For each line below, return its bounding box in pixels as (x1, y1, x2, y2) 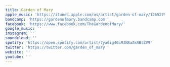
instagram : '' (5, 31, 35, 36)
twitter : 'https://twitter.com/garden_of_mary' (5, 45, 108, 50)
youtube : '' (5, 54, 30, 59)
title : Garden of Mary (5, 7, 53, 13)
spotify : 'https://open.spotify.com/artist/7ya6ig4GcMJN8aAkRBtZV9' (5, 40, 153, 45)
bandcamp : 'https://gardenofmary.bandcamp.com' (5, 17, 108, 22)
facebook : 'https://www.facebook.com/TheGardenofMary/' (5, 21, 125, 27)
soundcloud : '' (5, 36, 37, 41)
